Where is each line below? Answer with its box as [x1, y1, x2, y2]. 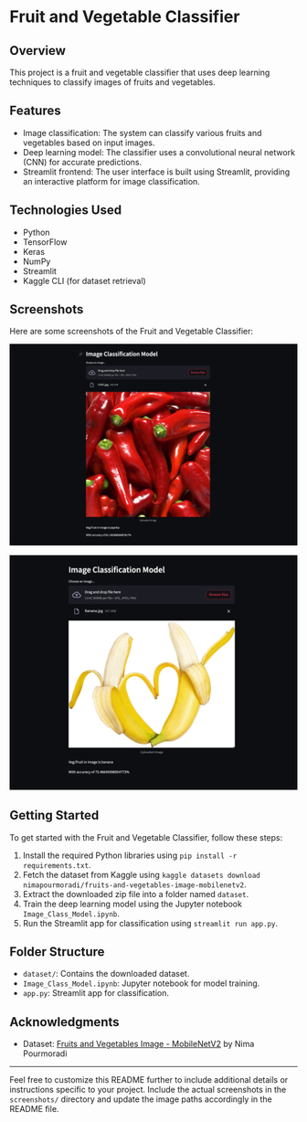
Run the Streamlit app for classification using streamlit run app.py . [22, 917, 279, 928]
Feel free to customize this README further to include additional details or [9, 1074, 289, 1085]
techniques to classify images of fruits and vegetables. [9, 77, 217, 88]
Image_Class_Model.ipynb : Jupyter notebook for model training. [22, 978, 260, 989]
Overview [9, 43, 67, 58]
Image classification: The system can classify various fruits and [22, 127, 262, 138]
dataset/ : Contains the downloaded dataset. [22, 969, 190, 979]
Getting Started [9, 808, 100, 823]
